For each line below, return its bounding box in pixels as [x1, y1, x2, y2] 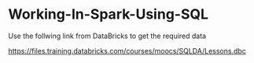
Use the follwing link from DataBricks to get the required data [8, 31, 207, 40]
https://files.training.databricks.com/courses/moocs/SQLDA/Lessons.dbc [8, 46, 246, 55]
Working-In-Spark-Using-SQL [8, 5, 209, 23]
